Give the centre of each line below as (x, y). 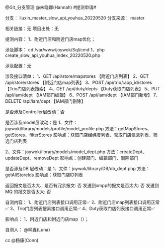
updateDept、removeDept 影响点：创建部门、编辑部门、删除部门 (72, 158)
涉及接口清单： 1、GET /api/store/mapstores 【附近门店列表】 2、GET (77, 76)
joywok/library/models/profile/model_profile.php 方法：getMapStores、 (78, 128)
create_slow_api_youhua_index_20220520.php (53, 55)
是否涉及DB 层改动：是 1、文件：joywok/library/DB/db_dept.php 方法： (78, 168)
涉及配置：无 (18, 66)
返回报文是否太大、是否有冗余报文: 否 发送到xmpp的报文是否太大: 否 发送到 (82, 185)
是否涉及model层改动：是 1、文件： (41, 122)
